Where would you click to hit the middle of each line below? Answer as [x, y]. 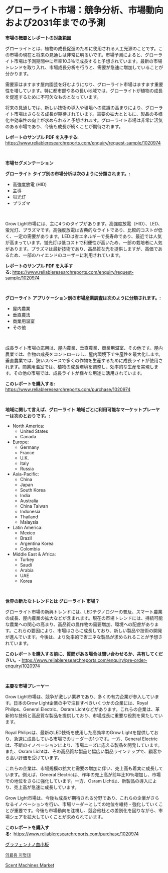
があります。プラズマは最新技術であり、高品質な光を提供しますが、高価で [82, 249]
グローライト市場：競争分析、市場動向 [85, 10]
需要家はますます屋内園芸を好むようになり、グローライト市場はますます [80, 84]
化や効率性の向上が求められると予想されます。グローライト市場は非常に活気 [84, 120]
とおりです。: [36, 416]
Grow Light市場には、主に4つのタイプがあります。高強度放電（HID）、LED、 [84, 223]
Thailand [29, 517]
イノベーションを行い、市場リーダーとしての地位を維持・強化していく [86, 804]
